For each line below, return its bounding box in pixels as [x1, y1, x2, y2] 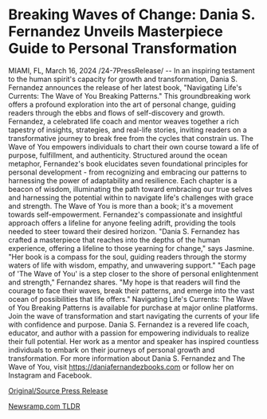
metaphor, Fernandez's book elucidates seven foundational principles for [8, 159, 249, 168]
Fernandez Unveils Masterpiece [8, 22, 223, 41]
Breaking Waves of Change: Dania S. [8, 6, 255, 24]
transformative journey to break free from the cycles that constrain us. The [8, 133, 253, 143]
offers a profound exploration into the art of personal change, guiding [8, 100, 237, 109]
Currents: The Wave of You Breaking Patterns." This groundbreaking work [8, 91, 251, 100]
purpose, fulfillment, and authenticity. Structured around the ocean [8, 150, 228, 160]
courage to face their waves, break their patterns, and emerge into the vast [8, 285, 255, 296]
